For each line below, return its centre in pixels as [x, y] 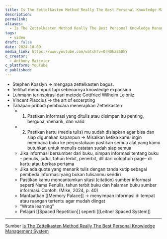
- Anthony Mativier [30, 61]
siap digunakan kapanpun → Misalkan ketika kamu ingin [84, 137]
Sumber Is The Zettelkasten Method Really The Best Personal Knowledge [80, 226]
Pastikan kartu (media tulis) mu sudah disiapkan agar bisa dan [91, 132]
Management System [27, 231]
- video [18, 38]
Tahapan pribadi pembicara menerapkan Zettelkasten [67, 106]
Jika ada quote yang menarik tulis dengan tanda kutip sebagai [83, 169]
